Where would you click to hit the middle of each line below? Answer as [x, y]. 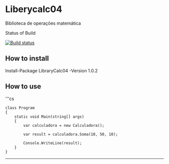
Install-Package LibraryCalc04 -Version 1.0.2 [52, 70]
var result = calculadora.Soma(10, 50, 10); [71, 134]
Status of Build [20, 33]
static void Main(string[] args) [49, 117]
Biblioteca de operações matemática [43, 23]
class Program [20, 108]
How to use [23, 87]
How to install [27, 59]
